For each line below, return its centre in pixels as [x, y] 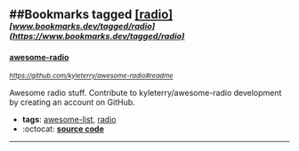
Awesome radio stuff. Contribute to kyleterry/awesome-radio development [145, 92]
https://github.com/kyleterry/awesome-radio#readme [91, 76]
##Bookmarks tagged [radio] [91, 15]
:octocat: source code [63, 129]
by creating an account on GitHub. [72, 102]
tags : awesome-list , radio [69, 119]
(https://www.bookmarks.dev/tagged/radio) [97, 37]
